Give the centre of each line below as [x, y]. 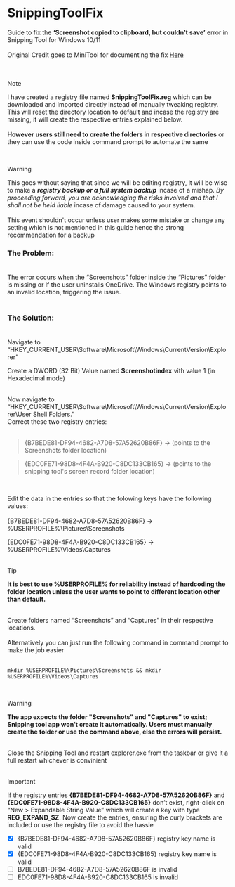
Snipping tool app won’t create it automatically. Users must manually [110, 724]
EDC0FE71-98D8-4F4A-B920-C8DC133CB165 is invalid [98, 877]
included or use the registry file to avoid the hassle [81, 824]
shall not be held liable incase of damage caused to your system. [101, 205]
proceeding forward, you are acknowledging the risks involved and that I [113, 198]
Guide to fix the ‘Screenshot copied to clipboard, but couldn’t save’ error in [118, 32]
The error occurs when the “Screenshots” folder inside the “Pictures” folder [116, 277]
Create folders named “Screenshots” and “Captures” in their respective [110, 620]
